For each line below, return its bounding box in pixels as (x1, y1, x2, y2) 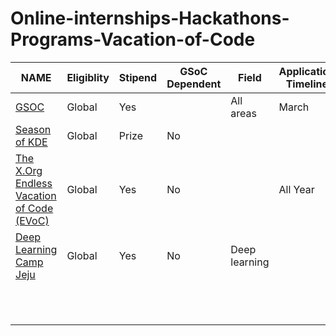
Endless (15, 176, 53, 190)
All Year (278, 182, 315, 196)
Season (15, 122, 52, 136)
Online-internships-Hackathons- (10, 7, 290, 30)
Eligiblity (66, 70, 110, 84)
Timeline (285, 77, 328, 91)
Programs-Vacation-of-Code (10, 28, 256, 51)
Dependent (166, 77, 222, 91)
